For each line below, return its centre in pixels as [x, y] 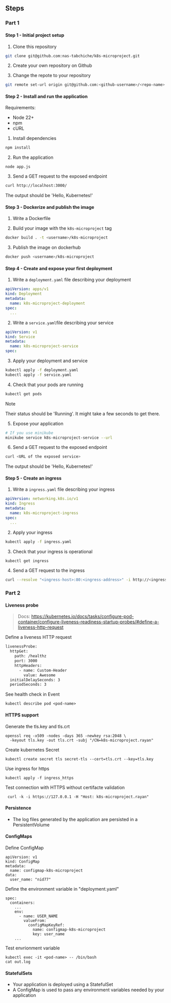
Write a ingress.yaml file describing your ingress [64, 489]
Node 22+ [23, 117]
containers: [23, 903]
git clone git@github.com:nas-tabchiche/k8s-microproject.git [73, 56]
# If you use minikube [29, 433]
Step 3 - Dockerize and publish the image [50, 207]
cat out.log [18, 962]
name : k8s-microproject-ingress [44, 513]
